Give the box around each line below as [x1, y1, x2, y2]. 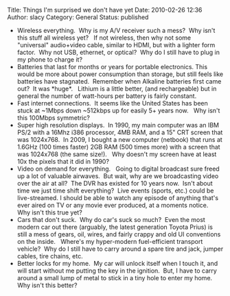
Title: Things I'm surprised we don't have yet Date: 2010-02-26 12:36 [7, 6, 203, 14]
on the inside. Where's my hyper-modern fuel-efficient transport [16, 238, 203, 245]
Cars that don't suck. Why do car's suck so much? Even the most [16, 216, 206, 223]
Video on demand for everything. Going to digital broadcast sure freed [16, 164, 220, 173]
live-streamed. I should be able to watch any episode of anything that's [16, 194, 218, 201]
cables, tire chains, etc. [16, 252, 84, 260]
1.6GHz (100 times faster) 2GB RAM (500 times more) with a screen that [16, 143, 221, 151]
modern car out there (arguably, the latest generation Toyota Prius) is [16, 223, 213, 231]
